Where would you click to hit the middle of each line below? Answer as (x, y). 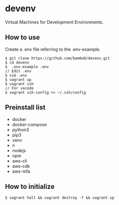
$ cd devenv (17, 62)
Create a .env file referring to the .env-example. (53, 49)
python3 (20, 130)
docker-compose (30, 124)
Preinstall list (25, 107)
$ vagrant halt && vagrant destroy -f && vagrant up (60, 198)
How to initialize (30, 186)
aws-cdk (21, 166)
